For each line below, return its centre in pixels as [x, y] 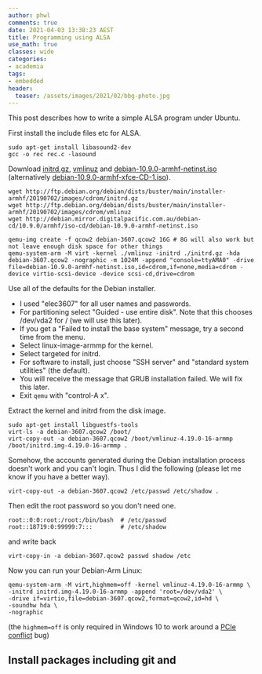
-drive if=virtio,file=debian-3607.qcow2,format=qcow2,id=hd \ [114, 599]
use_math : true [33, 45]
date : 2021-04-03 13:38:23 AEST [61, 30]
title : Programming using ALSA [59, 37]
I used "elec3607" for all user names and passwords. [105, 304]
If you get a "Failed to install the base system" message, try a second [131, 329]
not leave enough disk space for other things [86, 247]
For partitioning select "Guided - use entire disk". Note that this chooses [136, 312]
